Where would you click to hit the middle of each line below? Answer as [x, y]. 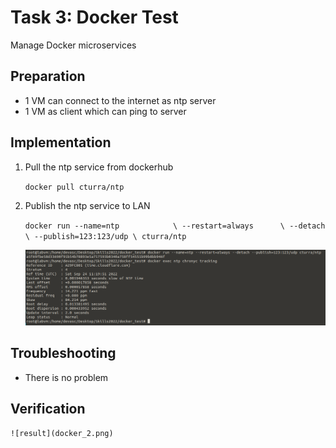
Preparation [48, 76]
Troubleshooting [63, 353]
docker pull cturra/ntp [74, 187]
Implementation [61, 142]
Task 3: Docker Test [94, 17]
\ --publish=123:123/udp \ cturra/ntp [105, 236]
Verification [48, 409]
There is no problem [66, 377]
